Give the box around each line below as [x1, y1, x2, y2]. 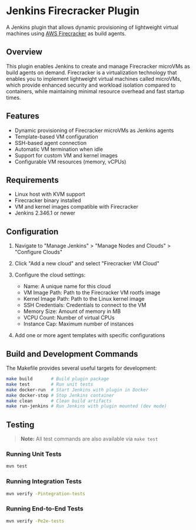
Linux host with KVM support [14, 190, 85, 198]
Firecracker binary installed [14, 197, 81, 204]
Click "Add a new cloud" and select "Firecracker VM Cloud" [14, 260, 160, 267]
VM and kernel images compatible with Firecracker [14, 203, 138, 210]
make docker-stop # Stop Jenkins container [6, 392, 115, 399]
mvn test [6, 463, 28, 469]
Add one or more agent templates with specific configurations [14, 332, 165, 339]
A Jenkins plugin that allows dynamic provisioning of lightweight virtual [6, 24, 178, 31]
